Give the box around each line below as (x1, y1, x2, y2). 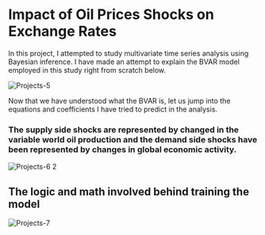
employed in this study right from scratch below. (8, 65, 167, 74)
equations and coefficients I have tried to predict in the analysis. (8, 104, 218, 114)
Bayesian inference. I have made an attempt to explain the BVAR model (8, 57, 240, 66)
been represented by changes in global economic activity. (8, 144, 237, 155)
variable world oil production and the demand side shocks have (8, 134, 258, 145)
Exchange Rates (8, 22, 117, 40)
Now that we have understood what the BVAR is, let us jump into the (8, 96, 231, 105)
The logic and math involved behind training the (8, 184, 250, 199)
